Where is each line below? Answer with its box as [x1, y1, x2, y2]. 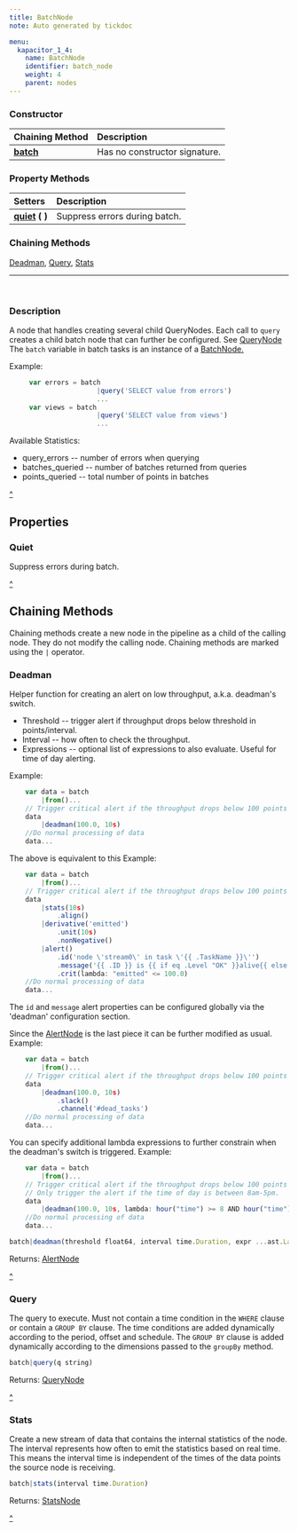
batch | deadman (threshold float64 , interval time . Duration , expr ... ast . [9, 1237, 284, 1247]
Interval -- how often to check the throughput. [21, 734, 191, 745]
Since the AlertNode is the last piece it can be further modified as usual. [9, 1029, 272, 1039]
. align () [56, 911, 90, 920]
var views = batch [28, 403, 98, 412]
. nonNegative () [56, 936, 114, 945]
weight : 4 [25, 70, 62, 80]
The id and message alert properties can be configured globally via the [9, 1002, 264, 1013]
